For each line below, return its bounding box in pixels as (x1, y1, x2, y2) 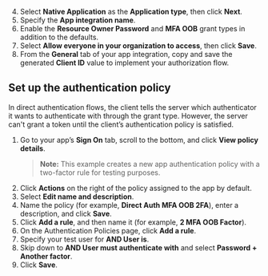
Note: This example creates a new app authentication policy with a (39, 159, 260, 168)
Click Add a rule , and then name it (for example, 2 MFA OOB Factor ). (19, 217, 246, 227)
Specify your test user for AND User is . (19, 234, 150, 244)
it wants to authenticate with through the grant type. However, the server (8, 111, 248, 120)
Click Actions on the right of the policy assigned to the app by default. (19, 183, 252, 193)
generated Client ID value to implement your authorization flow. (19, 58, 230, 67)
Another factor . (19, 251, 73, 261)
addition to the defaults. (19, 32, 98, 42)
